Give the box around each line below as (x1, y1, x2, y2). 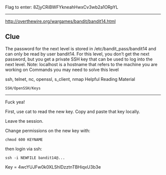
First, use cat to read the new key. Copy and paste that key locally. (5, 108, 140, 114)
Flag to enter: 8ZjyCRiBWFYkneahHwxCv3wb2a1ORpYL (5, 4, 119, 10)
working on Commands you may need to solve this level (5, 67, 119, 72)
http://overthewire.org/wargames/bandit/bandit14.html (5, 18, 116, 24)
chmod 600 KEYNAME (5, 137, 43, 142)
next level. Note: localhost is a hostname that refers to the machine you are (5, 61, 158, 67)
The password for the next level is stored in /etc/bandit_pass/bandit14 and (5, 45, 157, 51)
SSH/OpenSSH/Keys (5, 86, 41, 91)
